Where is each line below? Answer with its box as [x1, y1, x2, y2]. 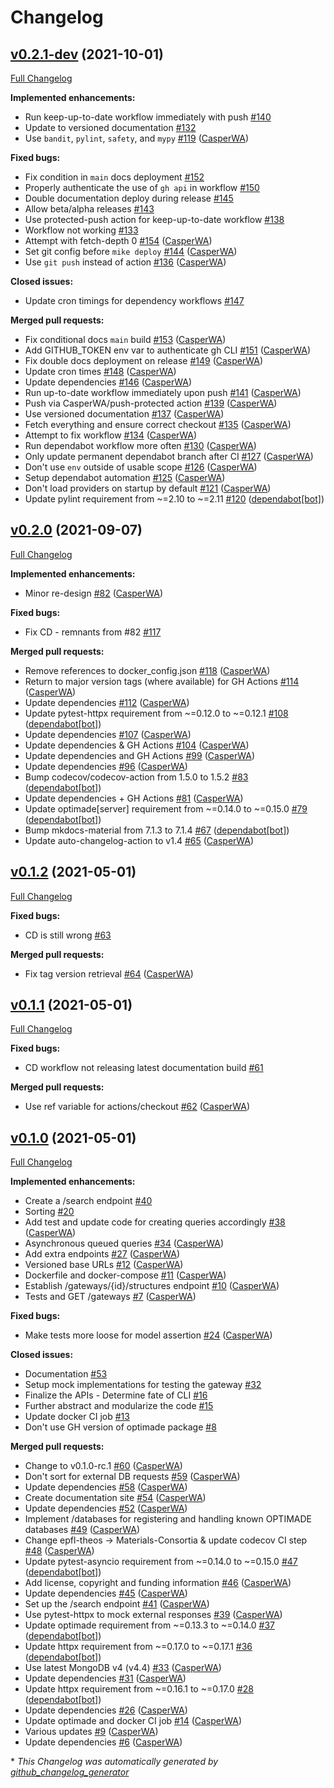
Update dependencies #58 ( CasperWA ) [24, 1481, 188, 1493]
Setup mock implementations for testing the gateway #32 [24, 1379, 262, 1391]
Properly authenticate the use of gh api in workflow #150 [24, 182, 260, 193]
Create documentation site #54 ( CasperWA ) [24, 1492, 207, 1504]
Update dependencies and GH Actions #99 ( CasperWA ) [24, 749, 255, 761]
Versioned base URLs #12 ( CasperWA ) [24, 1259, 184, 1271]
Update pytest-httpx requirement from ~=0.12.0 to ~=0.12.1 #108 [24, 707, 289, 719]
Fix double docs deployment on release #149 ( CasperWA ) [24, 355, 263, 366]
